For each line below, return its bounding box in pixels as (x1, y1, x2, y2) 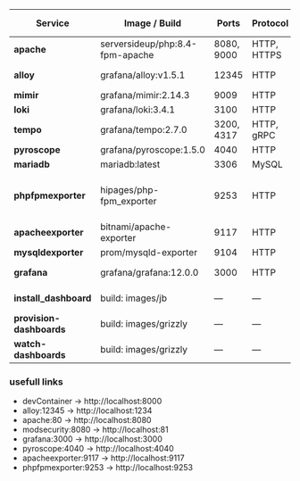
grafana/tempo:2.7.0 (99, 124, 187, 136)
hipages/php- (99, 184, 159, 195)
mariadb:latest (99, 158, 161, 170)
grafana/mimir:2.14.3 (99, 89, 190, 101)
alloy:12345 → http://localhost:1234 (21, 405, 153, 416)
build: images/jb (99, 292, 168, 304)
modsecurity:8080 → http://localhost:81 (21, 424, 169, 435)
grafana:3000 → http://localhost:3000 (21, 434, 163, 444)
